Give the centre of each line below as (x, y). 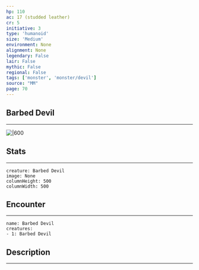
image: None (21, 176)
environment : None (29, 45)
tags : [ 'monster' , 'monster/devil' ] (51, 78)
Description (28, 252)
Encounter (26, 204)
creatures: (20, 229)
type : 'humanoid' (28, 34)
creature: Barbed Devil (36, 171)
